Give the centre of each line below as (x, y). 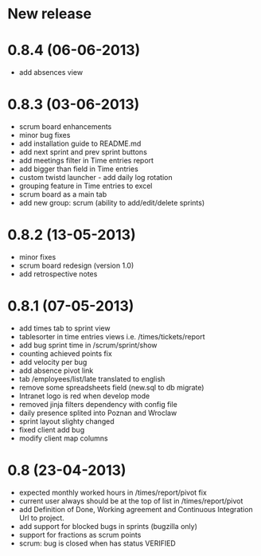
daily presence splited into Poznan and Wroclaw (98, 413)
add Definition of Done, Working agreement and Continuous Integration (136, 509)
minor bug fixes (45, 135)
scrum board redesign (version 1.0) (76, 265)
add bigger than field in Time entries (78, 169)
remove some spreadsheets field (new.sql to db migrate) (111, 387)
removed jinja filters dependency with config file (98, 404)
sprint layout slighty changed (66, 421)
